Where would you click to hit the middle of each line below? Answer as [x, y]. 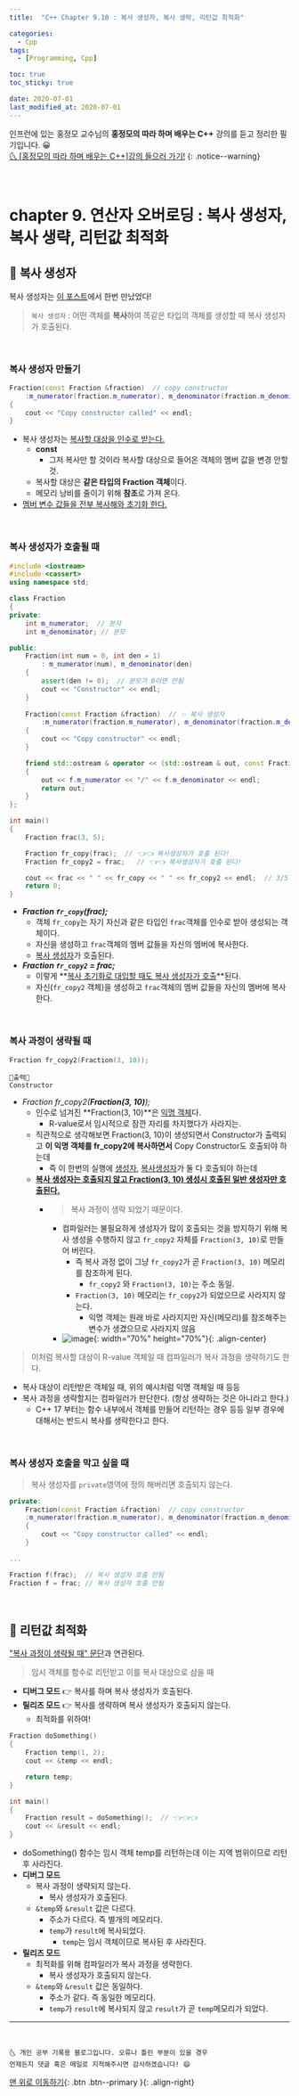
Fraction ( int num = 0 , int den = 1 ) [93, 656]
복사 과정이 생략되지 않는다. [83, 1886]
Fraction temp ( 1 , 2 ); [65, 1753]
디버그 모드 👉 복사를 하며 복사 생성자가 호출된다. [107, 1691]
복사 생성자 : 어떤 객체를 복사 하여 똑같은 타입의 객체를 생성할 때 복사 [146, 315]
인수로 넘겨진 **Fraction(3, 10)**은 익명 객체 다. [118, 1113]
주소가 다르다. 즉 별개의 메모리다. [105, 1920]
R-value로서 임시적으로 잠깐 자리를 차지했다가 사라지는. [145, 1124]
